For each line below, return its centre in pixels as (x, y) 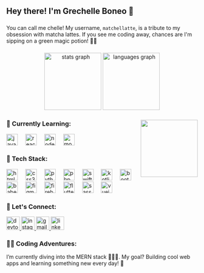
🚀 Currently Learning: (39, 124)
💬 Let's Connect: (31, 207)
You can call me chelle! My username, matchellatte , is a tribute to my (93, 28)
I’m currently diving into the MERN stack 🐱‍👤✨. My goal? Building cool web (98, 257)
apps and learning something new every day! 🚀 (65, 263)
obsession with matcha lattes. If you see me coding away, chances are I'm (99, 35)
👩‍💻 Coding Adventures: (42, 244)
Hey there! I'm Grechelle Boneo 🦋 (70, 11)
